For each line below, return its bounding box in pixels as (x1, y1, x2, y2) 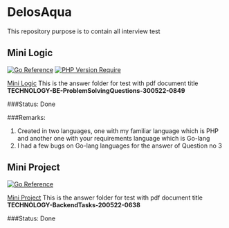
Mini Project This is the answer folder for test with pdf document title (7, 193, 203, 202)
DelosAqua (7, 4, 72, 20)
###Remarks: (7, 113, 46, 121)
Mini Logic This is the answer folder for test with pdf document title (7, 79, 199, 87)
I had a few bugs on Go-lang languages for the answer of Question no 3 (17, 141, 223, 150)
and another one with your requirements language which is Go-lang (17, 134, 210, 142)
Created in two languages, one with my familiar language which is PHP (17, 126, 219, 135)
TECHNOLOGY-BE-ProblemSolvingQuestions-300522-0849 (7, 86, 185, 94)
